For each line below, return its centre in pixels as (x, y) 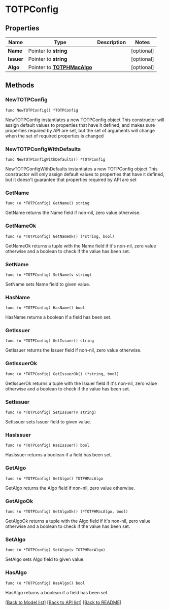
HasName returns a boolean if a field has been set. (58, 317)
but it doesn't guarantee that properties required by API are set (71, 180)
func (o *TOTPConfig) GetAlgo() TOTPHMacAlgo (54, 478)
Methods (20, 85)
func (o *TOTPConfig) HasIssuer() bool (47, 445)
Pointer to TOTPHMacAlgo (60, 67)
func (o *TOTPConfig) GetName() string (47, 203)
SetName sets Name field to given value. (48, 284)
